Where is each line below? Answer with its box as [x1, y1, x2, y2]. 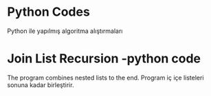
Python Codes [7, 4, 91, 20]
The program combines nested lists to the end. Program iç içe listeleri [7, 73, 204, 82]
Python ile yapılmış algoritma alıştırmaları [7, 27, 123, 35]
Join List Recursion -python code [7, 51, 201, 67]
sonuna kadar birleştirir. [7, 80, 74, 89]
